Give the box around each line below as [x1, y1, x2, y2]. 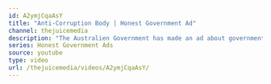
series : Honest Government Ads [8, 42, 114, 50]
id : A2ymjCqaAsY [8, 11, 63, 20]
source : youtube [8, 49, 63, 57]
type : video [8, 57, 48, 65]
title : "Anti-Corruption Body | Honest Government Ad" [8, 19, 197, 27]
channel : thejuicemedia [8, 26, 89, 34]
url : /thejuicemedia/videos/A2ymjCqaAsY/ [8, 64, 150, 72]
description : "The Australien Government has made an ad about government [8, 34, 265, 42]
